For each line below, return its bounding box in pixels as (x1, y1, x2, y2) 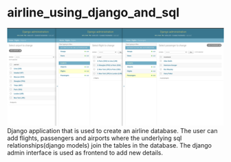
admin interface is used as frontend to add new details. (7, 149, 164, 157)
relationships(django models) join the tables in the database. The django (7, 141, 212, 150)
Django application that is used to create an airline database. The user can (7, 127, 218, 135)
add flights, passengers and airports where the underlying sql (7, 134, 182, 142)
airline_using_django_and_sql (7, 5, 180, 21)
